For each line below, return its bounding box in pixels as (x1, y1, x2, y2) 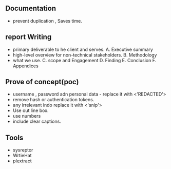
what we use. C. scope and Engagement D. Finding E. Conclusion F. (12, 57, 157, 63)
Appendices (12, 63, 39, 69)
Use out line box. (12, 107, 49, 114)
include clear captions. (12, 118, 62, 125)
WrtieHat (12, 153, 32, 159)
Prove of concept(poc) (5, 78, 79, 86)
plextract (12, 158, 32, 164)
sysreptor (12, 147, 33, 153)
